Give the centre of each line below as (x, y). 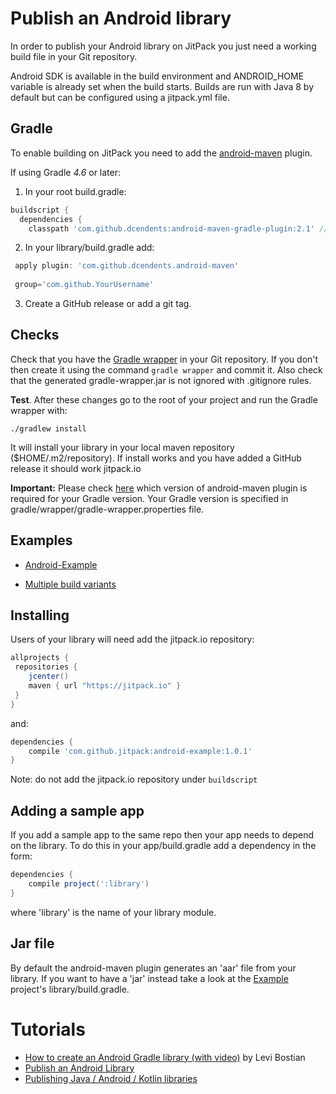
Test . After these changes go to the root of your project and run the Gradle (164, 399)
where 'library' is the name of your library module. (113, 912)
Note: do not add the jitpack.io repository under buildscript (134, 779)
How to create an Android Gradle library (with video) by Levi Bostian (165, 1057)
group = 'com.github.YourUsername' (84, 285)
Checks (35, 335)
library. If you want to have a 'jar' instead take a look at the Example (149, 978)
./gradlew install (48, 428)
